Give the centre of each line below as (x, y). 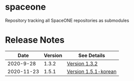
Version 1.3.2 (82, 64)
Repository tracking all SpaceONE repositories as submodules (67, 20)
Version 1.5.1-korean (92, 71)
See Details (92, 55)
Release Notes (35, 40)
